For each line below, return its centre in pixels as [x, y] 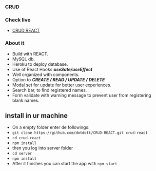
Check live [18, 19]
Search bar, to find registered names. [49, 90]
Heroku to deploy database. [40, 64]
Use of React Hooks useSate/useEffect [52, 69]
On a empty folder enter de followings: [51, 127]
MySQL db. [23, 59]
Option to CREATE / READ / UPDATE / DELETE [58, 79]
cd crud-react [26, 138]
